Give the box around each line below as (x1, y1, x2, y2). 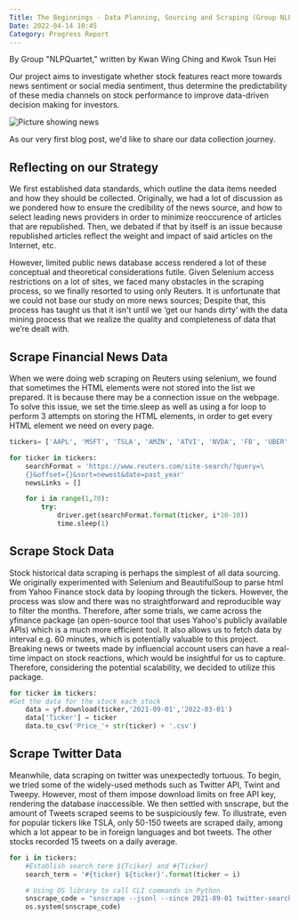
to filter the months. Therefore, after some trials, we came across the (9, 605, 263, 616)
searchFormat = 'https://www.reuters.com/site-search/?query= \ (25, 462, 265, 471)
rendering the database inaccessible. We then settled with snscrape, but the (9, 798, 289, 809)
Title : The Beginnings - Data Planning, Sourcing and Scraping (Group (9, 12, 277, 22)
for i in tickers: (9, 853, 77, 862)
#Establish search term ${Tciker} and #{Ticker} (25, 861, 209, 870)
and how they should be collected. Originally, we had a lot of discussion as (9, 193, 283, 204)
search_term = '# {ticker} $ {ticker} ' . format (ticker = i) (25, 869, 241, 879)
